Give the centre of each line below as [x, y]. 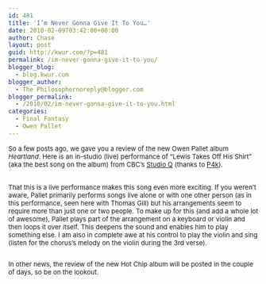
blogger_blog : [32, 67]
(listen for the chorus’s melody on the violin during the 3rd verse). [108, 242]
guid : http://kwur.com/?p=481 [58, 52]
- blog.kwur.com [42, 75]
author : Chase [32, 38]
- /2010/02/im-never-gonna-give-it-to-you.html [96, 104]
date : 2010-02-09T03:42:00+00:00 [64, 30]
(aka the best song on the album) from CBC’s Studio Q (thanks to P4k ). [116, 164]
